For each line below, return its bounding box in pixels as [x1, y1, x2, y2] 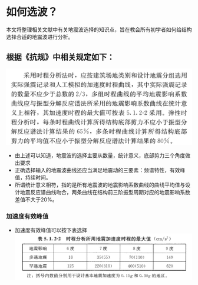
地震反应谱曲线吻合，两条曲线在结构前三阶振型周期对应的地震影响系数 [19, 188, 190, 195]
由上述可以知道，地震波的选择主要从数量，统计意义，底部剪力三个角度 [14, 151, 186, 159]
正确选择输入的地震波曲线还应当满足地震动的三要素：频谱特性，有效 [14, 166, 180, 174]
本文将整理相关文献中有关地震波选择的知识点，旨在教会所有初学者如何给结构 [6, 26, 192, 33]
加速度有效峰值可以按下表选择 [14, 227, 87, 234]
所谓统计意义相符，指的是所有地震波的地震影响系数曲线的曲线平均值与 [14, 181, 186, 188]
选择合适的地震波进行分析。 [6, 33, 74, 40]
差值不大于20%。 [14, 195, 58, 203]
